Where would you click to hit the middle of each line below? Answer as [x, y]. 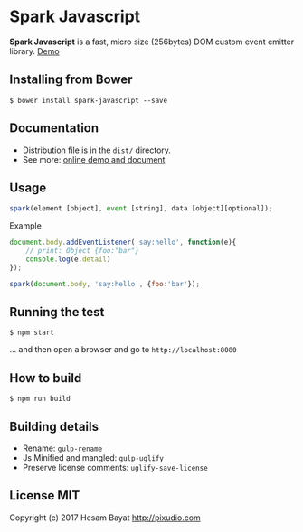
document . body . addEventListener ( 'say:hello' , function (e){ [123, 243]
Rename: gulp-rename [62, 448]
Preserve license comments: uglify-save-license [115, 468]
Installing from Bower [71, 80]
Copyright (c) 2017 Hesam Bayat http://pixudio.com [105, 518]
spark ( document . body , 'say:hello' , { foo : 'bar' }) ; [105, 284]
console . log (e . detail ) [68, 259]
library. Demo [35, 51]
